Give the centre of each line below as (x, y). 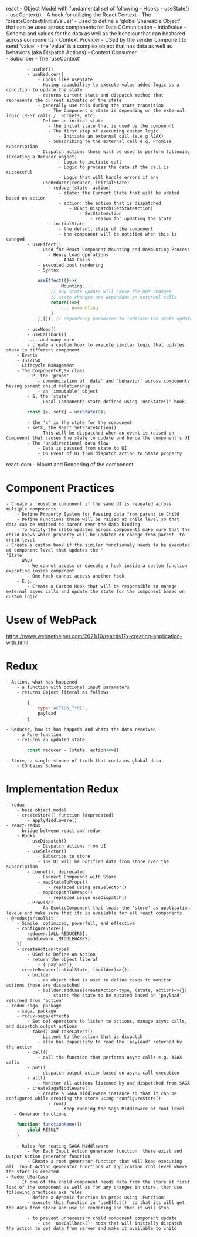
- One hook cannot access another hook (76, 576)
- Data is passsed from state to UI (82, 448)
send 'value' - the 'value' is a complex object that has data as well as (89, 46)
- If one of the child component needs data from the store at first (103, 1182)
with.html (17, 642)
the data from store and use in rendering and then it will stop (87, 1208)
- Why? (25, 561)
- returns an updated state (51, 740)
